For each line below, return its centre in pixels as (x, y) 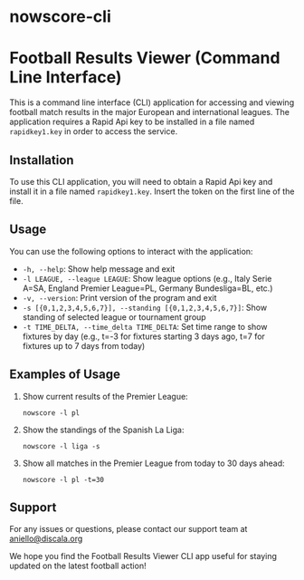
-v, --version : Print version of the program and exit (119, 297)
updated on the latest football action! (78, 566)
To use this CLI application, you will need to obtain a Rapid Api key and (141, 181)
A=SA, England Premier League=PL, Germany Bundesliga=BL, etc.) (147, 288)
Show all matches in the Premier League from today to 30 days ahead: (153, 463)
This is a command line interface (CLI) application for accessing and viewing (152, 102)
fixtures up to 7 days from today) (84, 345)
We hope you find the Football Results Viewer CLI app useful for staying (143, 556)
